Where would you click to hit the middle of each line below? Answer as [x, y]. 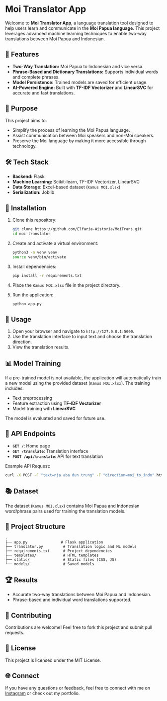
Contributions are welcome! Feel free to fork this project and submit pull [79, 627]
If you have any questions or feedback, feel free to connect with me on [78, 688]
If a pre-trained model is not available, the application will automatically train [83, 378]
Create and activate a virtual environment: [55, 243]
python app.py [27, 304]
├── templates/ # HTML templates [52, 555]
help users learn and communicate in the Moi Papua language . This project [83, 28]
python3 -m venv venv [35, 252]
